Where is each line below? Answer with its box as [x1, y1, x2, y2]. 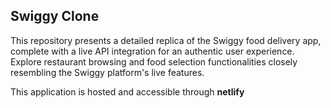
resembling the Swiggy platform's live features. [10, 66, 205, 78]
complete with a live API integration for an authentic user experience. [10, 45, 295, 57]
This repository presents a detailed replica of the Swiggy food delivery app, [10, 34, 322, 46]
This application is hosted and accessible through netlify [10, 85, 245, 98]
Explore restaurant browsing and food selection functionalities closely [10, 55, 298, 68]
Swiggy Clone [10, 8, 100, 25]
